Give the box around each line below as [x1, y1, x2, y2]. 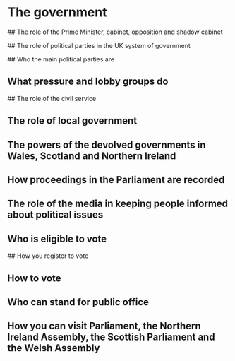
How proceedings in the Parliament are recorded [7, 174, 225, 186]
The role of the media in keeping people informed [7, 198, 228, 210]
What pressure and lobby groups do [7, 76, 169, 88]
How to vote [7, 272, 61, 284]
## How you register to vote [7, 251, 89, 260]
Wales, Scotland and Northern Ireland [7, 150, 176, 162]
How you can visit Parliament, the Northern [7, 320, 201, 332]
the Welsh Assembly [7, 342, 100, 354]
